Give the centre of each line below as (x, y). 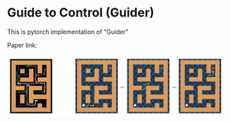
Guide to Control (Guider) (81, 13)
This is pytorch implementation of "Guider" (68, 32)
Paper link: (22, 45)
